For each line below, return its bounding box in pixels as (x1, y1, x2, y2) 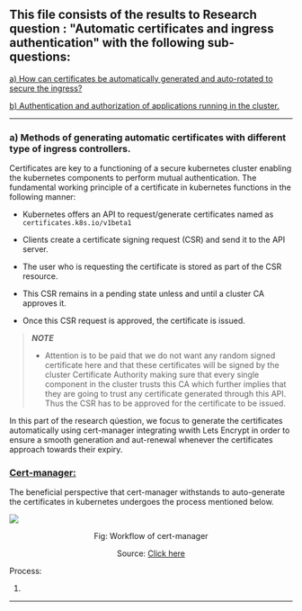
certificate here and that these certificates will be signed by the (44, 360, 280, 371)
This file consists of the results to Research (9, 7, 258, 22)
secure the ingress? (9, 83, 83, 94)
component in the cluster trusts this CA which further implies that (44, 379, 287, 390)
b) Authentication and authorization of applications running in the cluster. (9, 100, 280, 111)
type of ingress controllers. (9, 142, 131, 155)
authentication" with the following (9, 35, 205, 50)
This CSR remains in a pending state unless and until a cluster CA (22, 288, 265, 300)
